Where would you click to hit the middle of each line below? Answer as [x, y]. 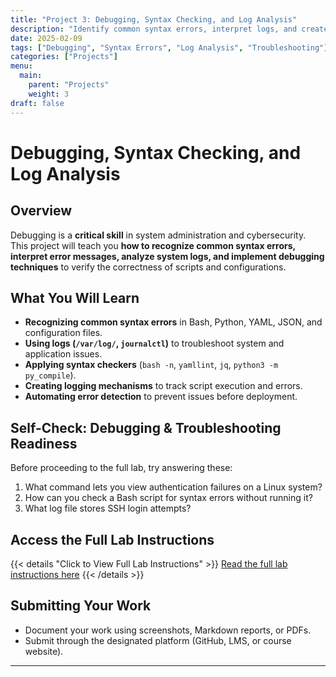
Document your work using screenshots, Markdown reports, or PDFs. [168, 630]
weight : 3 [49, 94]
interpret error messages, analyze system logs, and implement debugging [167, 256]
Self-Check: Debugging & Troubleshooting [146, 427]
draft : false [37, 103]
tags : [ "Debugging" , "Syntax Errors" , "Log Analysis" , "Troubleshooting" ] [169, 47]
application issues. [63, 354]
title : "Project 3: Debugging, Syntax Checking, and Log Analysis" [154, 19]
